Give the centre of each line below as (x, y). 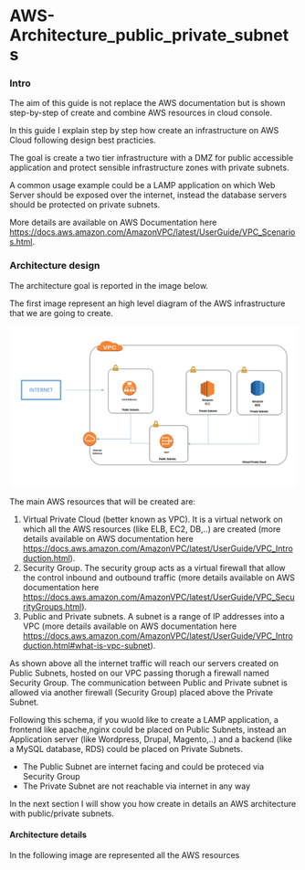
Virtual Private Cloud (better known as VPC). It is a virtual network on (152, 520)
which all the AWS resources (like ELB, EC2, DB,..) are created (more (152, 529)
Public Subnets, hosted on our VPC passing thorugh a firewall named (139, 674)
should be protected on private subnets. (85, 205)
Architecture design (55, 266)
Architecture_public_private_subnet (149, 35)
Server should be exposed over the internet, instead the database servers (148, 195)
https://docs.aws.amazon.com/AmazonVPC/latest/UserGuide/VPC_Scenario (152, 232)
